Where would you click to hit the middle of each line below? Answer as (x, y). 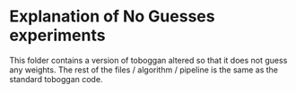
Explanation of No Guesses (112, 17)
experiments (57, 35)
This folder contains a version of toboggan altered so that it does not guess (148, 60)
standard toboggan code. (56, 79)
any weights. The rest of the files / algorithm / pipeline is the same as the (144, 70)
